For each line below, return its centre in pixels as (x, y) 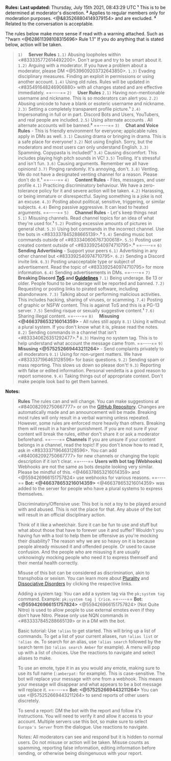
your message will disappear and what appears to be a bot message (90, 684)
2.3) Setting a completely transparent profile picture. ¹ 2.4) (79, 109)
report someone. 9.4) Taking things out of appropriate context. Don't (90, 376)
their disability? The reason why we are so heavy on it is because (86, 541)
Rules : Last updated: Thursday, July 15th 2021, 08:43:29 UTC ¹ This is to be (86, 7)
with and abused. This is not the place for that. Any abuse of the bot (89, 509)
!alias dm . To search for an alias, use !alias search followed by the (89, 642)
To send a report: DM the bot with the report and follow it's (79, 710)
